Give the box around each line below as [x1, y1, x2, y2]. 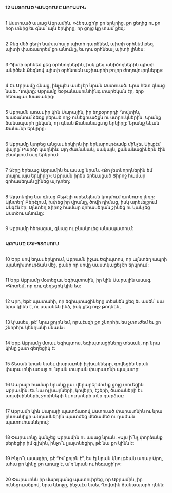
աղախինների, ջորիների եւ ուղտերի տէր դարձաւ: [5, 393, 124, 398]
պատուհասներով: [5, 419, 49, 425]
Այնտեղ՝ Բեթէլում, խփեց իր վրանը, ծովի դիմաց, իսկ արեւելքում [5, 199, 158, 205]
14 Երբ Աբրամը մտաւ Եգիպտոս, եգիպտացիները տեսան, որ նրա [5, 340, 160, 346]
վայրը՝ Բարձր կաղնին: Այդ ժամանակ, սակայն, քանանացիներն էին [5, 146, 166, 152]
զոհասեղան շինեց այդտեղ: [5, 178, 70, 184]
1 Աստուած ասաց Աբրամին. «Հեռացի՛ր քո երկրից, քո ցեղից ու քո [5, 20, 161, 26]
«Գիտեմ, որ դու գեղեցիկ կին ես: [5, 283, 81, 289]
